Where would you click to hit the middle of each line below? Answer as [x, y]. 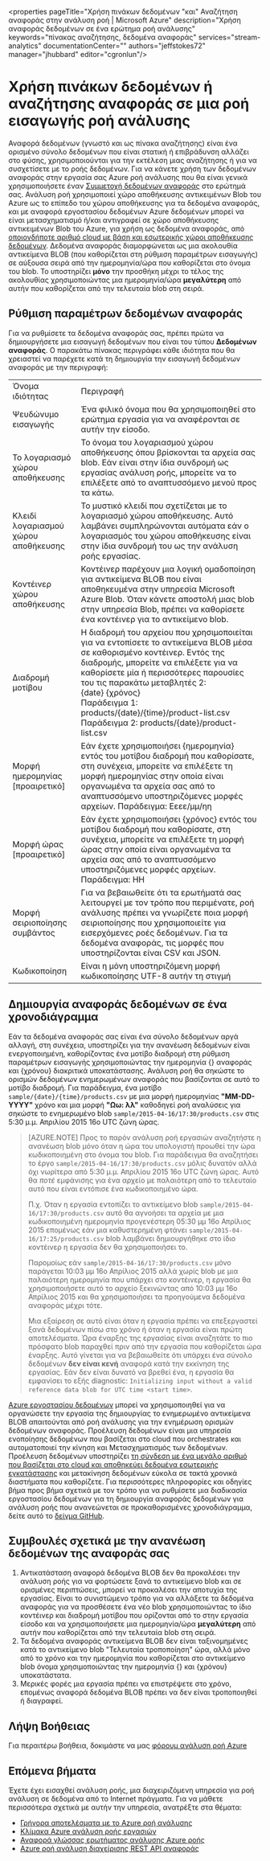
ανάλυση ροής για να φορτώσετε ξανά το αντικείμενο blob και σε [131, 1581]
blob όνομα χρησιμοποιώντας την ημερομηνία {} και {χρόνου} [123, 1666]
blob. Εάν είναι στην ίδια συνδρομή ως [155, 462]
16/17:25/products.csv [66, 1239]
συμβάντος [34, 933]
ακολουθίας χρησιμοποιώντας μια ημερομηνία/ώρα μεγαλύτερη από [125, 280]
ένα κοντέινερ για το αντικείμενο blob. [155, 619]
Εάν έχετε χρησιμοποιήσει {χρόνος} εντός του [169, 819]
